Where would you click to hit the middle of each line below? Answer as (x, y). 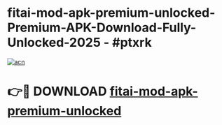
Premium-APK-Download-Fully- (102, 28)
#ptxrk (132, 43)
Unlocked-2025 (54, 43)
